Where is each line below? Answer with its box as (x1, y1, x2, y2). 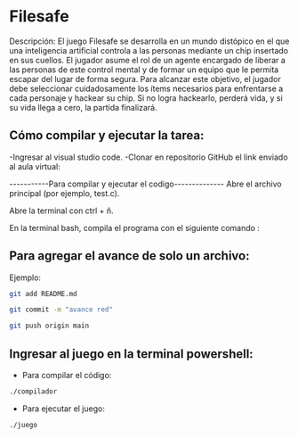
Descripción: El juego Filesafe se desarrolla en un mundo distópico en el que (9, 36, 290, 46)
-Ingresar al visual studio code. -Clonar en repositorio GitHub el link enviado (9, 152, 288, 162)
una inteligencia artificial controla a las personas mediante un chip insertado (9, 45, 289, 55)
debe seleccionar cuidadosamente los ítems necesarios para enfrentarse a (9, 83, 284, 94)
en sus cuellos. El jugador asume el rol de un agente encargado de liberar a (9, 54, 286, 65)
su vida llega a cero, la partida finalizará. (9, 102, 157, 112)
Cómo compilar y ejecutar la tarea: (9, 128, 205, 144)
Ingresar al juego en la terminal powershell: (9, 346, 254, 361)
